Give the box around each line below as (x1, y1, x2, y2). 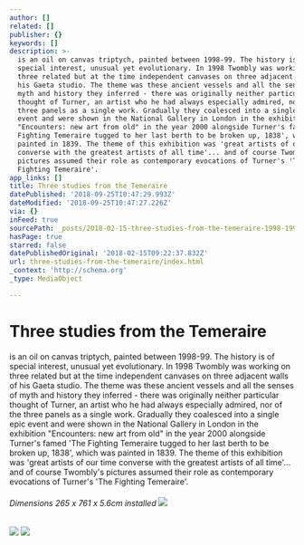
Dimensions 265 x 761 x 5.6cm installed (9, 498, 157, 509)
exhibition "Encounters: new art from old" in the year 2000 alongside (9, 427, 266, 439)
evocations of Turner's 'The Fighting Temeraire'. (9, 476, 189, 487)
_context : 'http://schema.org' (9, 266, 128, 275)
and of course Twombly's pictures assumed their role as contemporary (9, 466, 274, 477)
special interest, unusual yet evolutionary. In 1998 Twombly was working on (9, 360, 291, 371)
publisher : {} (9, 30, 63, 39)
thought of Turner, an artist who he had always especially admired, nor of (9, 399, 283, 410)
